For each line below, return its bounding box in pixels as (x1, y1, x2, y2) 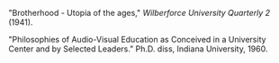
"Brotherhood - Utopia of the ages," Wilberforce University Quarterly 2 (8, 8, 271, 18)
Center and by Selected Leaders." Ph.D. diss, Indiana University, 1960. (8, 43, 268, 54)
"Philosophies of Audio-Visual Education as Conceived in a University (8, 35, 266, 44)
